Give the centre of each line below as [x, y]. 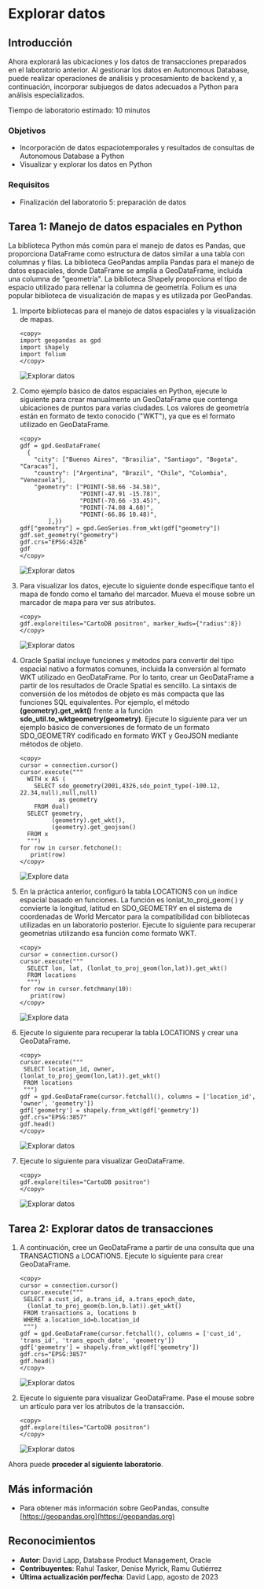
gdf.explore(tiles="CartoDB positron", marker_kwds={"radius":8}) [130, 624]
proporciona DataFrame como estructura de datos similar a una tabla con [126, 254]
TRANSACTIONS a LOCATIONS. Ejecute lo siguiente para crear [121, 1256]
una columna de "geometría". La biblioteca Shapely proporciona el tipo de [128, 279]
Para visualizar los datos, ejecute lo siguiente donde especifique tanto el [137, 586]
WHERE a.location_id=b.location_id [81, 1320]
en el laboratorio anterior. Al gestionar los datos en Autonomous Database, [129, 70]
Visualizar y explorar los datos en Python [86, 164]
